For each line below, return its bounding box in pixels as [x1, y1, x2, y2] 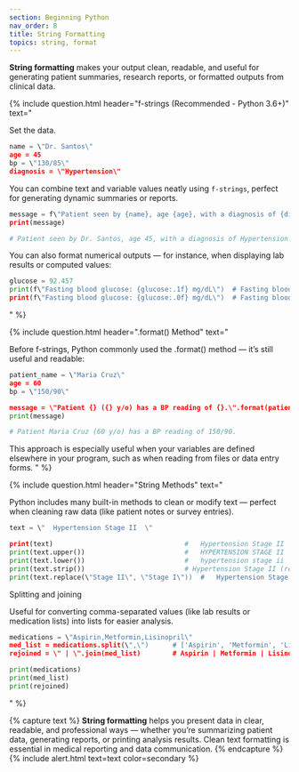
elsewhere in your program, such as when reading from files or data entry [9, 453, 280, 463]
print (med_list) [9, 673, 69, 682]
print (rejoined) [9, 681, 69, 690]
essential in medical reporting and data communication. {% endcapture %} [9, 744, 284, 754]
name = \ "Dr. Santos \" [9, 142, 93, 151]
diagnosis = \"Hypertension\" [9, 166, 122, 176]
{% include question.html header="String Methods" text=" [9, 479, 223, 490]
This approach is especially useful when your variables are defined [9, 444, 255, 454]
